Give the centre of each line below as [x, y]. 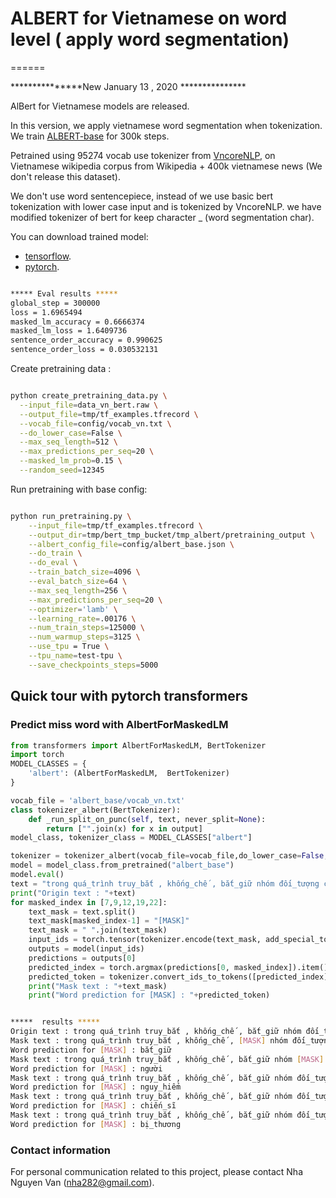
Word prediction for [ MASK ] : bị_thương [96, 1124]
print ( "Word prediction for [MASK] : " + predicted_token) [149, 995]
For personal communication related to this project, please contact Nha [157, 1172]
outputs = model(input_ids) [86, 949]
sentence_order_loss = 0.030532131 [84, 350]
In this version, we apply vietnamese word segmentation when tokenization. [166, 125]
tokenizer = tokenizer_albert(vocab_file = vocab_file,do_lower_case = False [167, 856]
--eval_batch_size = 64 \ [78, 582]
